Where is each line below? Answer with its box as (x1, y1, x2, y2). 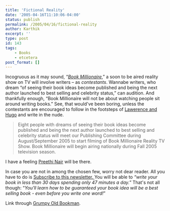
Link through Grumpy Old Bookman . (5, 200, 81, 206)
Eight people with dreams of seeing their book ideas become (17, 122, 147, 128)
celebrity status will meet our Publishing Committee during (17, 132, 141, 138)
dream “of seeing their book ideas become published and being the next (5, 85, 158, 91)
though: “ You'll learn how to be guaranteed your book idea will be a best (5, 185, 158, 191)
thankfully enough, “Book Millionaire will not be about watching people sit (5, 96, 160, 102)
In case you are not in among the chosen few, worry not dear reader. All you (5, 169, 165, 175)
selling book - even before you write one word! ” (5, 190, 106, 197)
